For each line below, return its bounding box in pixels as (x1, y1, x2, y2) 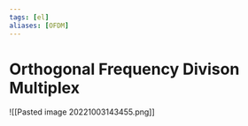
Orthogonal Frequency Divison (9, 59, 240, 79)
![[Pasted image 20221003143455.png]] (9, 107, 155, 117)
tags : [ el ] (9, 12, 50, 22)
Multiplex (9, 78, 80, 98)
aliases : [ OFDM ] (9, 21, 69, 30)
